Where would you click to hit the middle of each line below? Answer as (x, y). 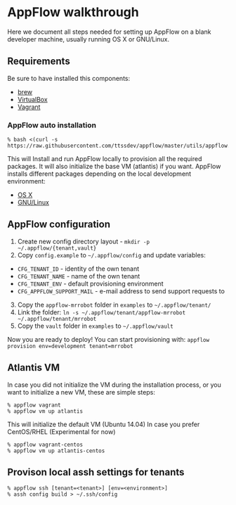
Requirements (39, 62)
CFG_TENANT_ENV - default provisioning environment (90, 283)
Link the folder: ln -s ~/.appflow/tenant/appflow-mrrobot (101, 312)
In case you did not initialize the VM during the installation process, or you (114, 385)
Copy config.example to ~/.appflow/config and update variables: (111, 255)
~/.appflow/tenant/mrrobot (57, 319)
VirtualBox (32, 99)
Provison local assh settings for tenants (96, 472)
